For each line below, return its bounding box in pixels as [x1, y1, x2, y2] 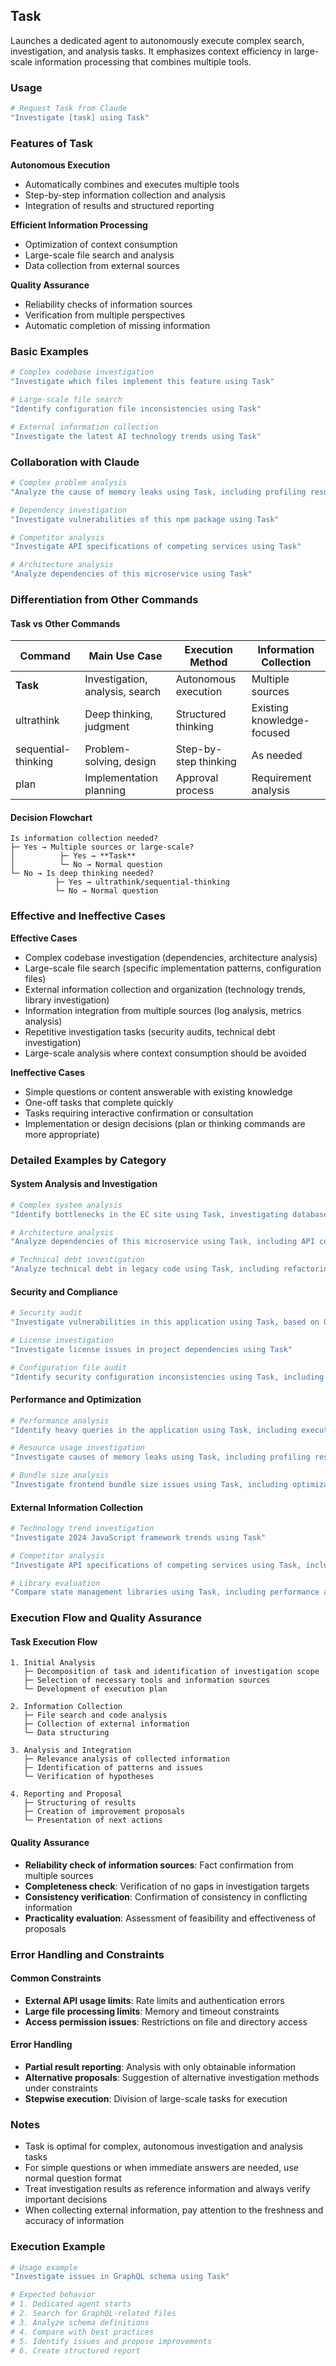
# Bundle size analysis [10, 1470, 110, 1481]
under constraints [24, 2082, 98, 2094]
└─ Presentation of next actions [23, 1815, 163, 1826]
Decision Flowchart [10, 811, 93, 823]
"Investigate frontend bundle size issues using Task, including [10, 1480, 288, 1490]
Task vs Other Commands [10, 617, 121, 629]
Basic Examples [10, 345, 89, 359]
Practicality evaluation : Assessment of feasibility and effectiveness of [24, 1912, 317, 1924]
